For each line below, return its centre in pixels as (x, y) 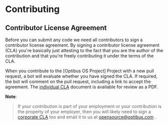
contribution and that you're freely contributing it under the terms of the (79, 56)
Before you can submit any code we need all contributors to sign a (74, 40)
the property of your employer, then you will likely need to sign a (84, 112)
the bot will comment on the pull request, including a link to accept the (78, 82)
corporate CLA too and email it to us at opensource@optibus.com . (87, 117)
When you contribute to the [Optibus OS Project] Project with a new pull (80, 71)
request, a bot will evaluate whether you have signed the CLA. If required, (81, 76)
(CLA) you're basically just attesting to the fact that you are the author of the (84, 50)
